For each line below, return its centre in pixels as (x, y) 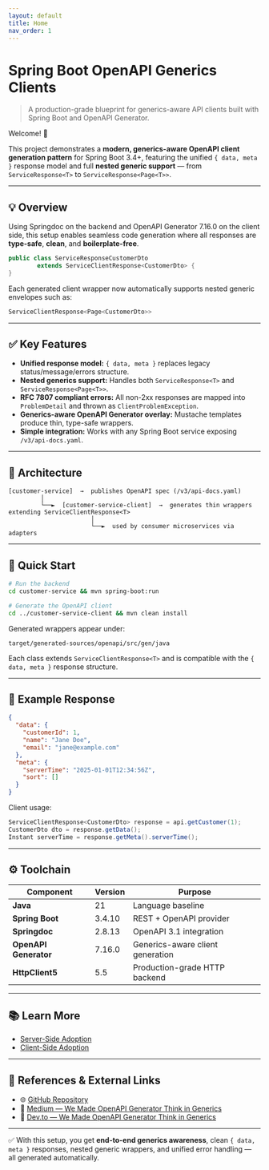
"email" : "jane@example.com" (71, 747)
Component (50, 892)
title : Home (28, 23)
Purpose (195, 892)
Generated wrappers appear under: (67, 628)
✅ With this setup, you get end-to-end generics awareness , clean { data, (132, 1140)
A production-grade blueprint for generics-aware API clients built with (143, 110)
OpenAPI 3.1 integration (178, 932)
